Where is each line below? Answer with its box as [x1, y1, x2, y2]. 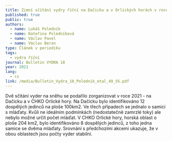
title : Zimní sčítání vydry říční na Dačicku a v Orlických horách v [5, 7, 157, 13]
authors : [5, 21, 24, 27]
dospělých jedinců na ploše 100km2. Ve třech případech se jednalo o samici [5, 103, 166, 110]
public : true [5, 17, 33, 22]
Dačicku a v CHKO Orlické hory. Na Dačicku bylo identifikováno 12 [5, 98, 145, 104]
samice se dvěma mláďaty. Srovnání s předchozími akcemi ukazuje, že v [5, 125, 158, 131]
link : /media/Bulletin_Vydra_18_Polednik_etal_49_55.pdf [5, 79, 130, 84]
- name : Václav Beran [10, 41, 56, 46]
